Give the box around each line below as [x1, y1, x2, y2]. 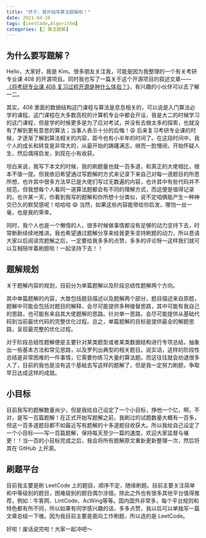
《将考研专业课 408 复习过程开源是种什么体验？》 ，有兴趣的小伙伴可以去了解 [6, 83, 200, 91]
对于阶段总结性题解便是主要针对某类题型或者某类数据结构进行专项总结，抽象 [6, 338, 200, 346]
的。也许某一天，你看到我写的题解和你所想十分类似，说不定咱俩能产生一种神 [6, 194, 200, 201]
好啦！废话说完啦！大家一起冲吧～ [6, 525, 93, 532]
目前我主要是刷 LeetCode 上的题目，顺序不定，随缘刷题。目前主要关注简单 [6, 482, 196, 489]
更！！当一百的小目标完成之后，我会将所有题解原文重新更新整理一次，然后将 [6, 436, 200, 444]
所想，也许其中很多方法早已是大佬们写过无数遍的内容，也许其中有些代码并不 [6, 178, 200, 186]
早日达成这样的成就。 [6, 369, 60, 376]
